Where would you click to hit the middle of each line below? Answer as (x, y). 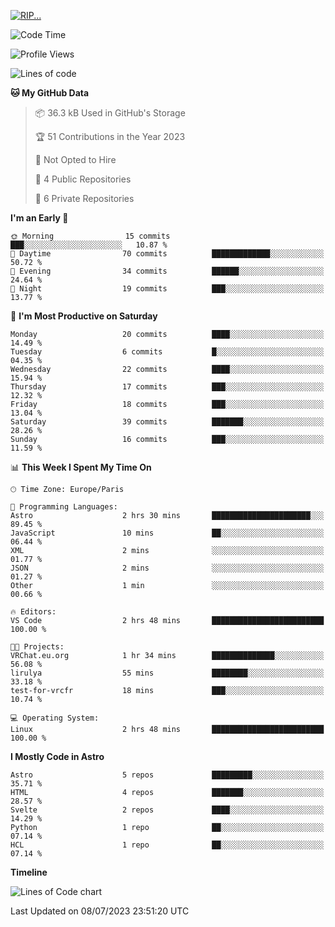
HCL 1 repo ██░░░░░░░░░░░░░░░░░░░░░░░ (167, 845)
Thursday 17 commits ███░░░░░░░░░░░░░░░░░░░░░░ (167, 387)
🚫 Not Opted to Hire (75, 159)
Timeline (29, 872)
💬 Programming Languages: (64, 507)
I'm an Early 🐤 (39, 218)
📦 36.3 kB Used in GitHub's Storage (110, 113)
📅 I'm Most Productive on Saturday (84, 316)
